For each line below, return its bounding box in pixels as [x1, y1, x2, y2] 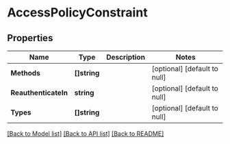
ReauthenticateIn [10, 88, 68, 97]
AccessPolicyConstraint [7, 5, 149, 21]
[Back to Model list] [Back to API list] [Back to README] [7, 130, 164, 138]
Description [105, 53, 146, 62]
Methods [10, 69, 41, 77]
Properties [7, 32, 53, 44]
